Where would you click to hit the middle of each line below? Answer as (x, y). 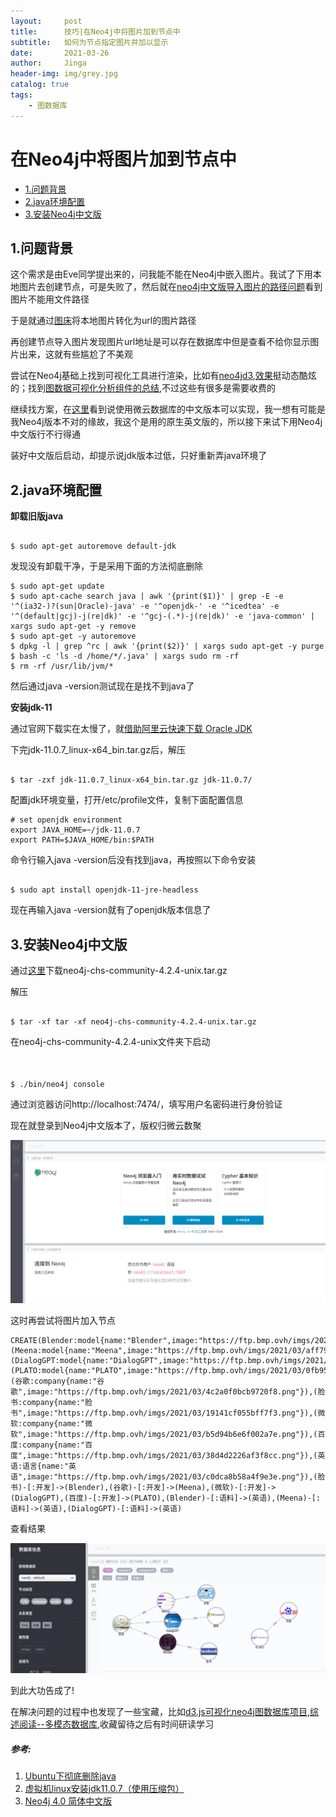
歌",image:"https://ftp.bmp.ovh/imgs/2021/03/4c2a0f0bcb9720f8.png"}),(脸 (168, 1392)
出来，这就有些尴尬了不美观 (75, 354)
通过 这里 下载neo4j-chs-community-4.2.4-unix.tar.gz (119, 970)
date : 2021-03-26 (60, 53)
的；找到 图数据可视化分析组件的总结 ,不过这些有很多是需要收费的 (143, 388)
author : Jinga (48, 63)
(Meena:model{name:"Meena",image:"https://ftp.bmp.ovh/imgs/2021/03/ (158, 1351)
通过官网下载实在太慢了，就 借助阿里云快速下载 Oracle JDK (131, 729)
